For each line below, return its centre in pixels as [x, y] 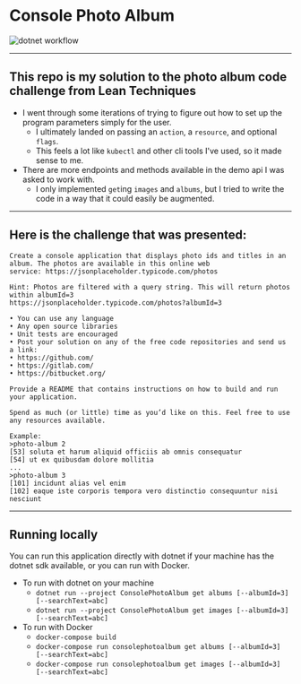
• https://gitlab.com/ [52, 365]
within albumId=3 [42, 295]
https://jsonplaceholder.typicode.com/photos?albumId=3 [116, 303]
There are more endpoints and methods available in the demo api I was [153, 169]
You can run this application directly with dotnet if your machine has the [142, 556]
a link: [24, 350]
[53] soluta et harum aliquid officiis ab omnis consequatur [126, 452]
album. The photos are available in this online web [110, 264]
